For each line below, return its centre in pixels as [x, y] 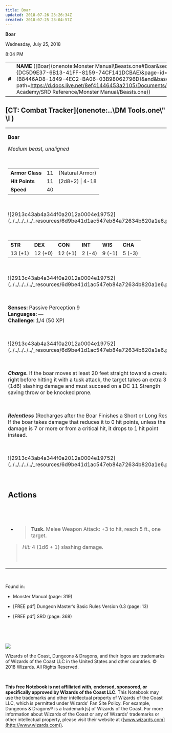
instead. [17, 435]
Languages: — [26, 314]
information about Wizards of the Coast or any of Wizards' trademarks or [82, 714]
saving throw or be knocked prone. [50, 392]
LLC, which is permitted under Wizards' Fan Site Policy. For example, [78, 703]
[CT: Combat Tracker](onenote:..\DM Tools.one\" [85, 110]
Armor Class [26, 173]
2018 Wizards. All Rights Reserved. [42, 667]
